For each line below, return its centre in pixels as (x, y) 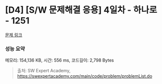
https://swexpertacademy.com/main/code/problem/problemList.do (85, 76)
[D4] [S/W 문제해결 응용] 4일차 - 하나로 (81, 10)
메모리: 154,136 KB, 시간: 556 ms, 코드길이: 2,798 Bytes (60, 60)
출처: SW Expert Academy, (44, 71)
